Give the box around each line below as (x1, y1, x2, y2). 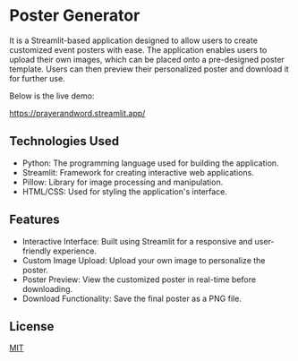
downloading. (21, 283, 73, 294)
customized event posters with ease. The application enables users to (9, 44, 268, 55)
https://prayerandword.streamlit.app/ (9, 107, 146, 118)
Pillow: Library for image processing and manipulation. (21, 176, 224, 187)
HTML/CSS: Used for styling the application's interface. (21, 185, 228, 197)
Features (9, 212, 60, 228)
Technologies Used (9, 133, 119, 149)
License (9, 319, 55, 334)
